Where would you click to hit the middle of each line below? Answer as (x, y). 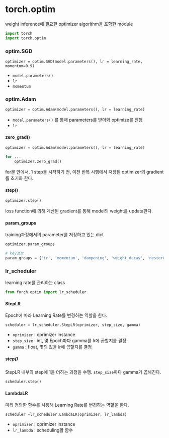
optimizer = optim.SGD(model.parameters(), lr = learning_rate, (74, 62)
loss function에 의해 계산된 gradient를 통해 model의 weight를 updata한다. (79, 211)
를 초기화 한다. (19, 178)
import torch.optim (26, 38)
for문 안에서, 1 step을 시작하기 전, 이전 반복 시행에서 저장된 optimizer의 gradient (84, 172)
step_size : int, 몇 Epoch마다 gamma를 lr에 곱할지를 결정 (69, 341)
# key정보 (14, 253)
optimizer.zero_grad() (38, 162)
